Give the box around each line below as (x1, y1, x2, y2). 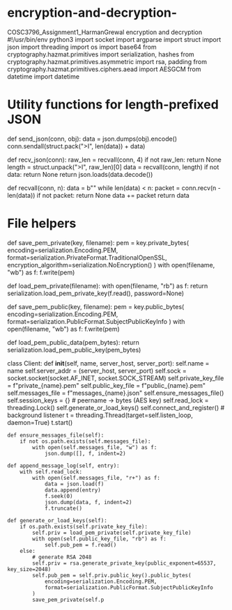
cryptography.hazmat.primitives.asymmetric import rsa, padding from (7, 57, 208, 65)
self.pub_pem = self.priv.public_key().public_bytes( (32, 572, 192, 579)
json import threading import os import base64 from (7, 42, 157, 51)
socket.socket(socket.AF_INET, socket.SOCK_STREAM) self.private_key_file (7, 374, 224, 382)
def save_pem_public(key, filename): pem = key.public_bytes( (7, 302, 185, 311)
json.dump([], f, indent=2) (44, 450, 127, 457)
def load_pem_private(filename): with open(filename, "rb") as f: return (7, 281, 208, 290)
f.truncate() (44, 505, 82, 512)
